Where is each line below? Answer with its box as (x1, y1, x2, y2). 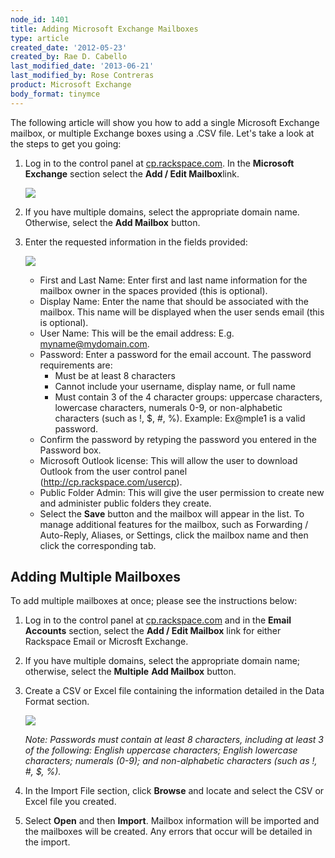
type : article (10, 33, 70, 43)
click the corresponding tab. (39, 539, 157, 551)
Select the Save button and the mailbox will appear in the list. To (39, 507, 305, 520)
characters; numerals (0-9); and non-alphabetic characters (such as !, (24, 755, 318, 767)
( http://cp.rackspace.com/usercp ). (39, 476, 183, 488)
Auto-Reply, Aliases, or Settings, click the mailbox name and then (39, 529, 309, 541)
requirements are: (39, 359, 113, 371)
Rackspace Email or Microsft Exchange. (24, 636, 189, 648)
